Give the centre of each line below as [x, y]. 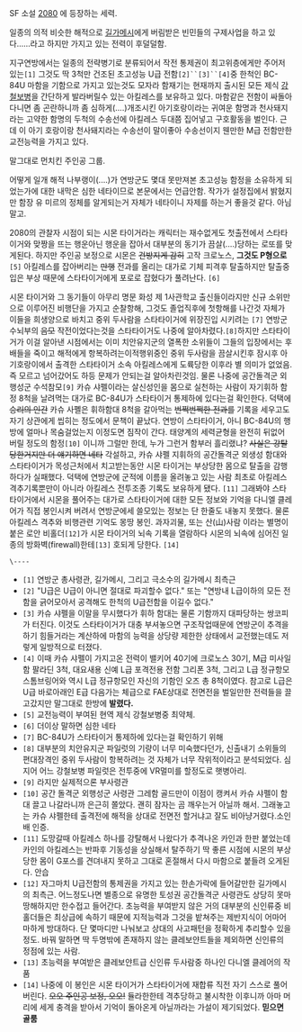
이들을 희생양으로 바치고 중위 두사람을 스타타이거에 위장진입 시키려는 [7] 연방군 [148, 319]
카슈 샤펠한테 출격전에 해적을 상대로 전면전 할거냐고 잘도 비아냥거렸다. [154, 816]
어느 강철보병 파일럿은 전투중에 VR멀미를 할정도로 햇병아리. [143, 771]
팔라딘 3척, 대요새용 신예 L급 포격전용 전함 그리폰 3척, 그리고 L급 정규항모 [161, 670]
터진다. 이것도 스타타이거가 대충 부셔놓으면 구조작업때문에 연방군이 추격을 [160, 625]
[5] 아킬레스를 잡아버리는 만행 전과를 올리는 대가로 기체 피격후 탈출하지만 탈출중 [150, 267]
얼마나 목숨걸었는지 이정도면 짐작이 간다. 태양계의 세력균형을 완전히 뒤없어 [155, 432]
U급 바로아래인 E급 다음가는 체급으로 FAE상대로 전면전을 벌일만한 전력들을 [152, 692]
